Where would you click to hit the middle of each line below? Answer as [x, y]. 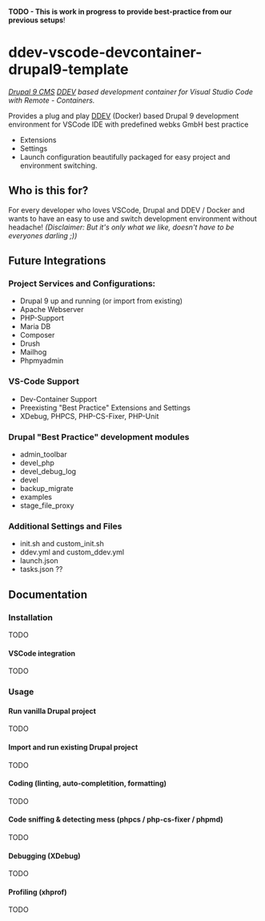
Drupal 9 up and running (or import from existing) [101, 301]
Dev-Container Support [58, 399]
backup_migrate [46, 489]
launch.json [39, 561]
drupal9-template [68, 69]
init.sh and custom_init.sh [62, 544]
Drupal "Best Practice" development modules [99, 436]
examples [36, 497]
